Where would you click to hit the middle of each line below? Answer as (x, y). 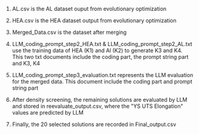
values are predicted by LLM (48, 112)
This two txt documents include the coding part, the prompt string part (100, 57)
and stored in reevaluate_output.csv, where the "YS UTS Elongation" (97, 106)
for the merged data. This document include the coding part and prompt (102, 82)
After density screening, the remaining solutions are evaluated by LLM (99, 100)
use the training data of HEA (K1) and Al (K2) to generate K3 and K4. (97, 50)
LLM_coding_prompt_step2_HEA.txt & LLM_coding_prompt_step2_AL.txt (102, 44)
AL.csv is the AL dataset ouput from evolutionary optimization (89, 9)
